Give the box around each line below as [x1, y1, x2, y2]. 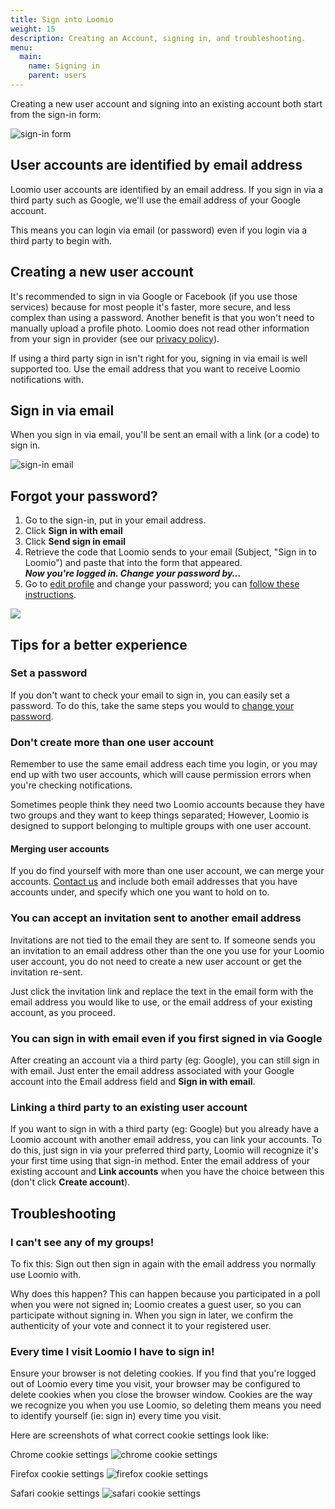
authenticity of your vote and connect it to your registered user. [10, 1319, 272, 1331]
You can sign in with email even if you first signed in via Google [10, 1031, 323, 1045]
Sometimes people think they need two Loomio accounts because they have [10, 799, 325, 811]
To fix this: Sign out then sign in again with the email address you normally [10, 1257, 317, 1270]
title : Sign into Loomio [10, 14, 114, 25]
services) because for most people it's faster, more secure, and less [10, 301, 291, 313]
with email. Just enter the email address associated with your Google [10, 1064, 295, 1076]
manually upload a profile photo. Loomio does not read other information [10, 322, 310, 334]
